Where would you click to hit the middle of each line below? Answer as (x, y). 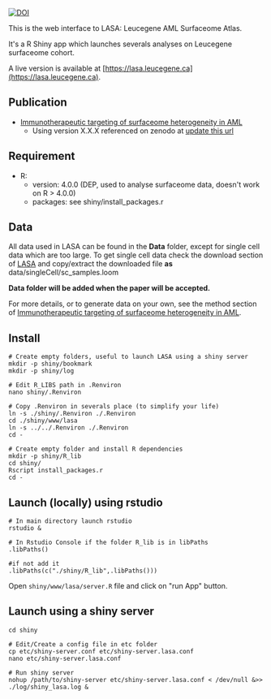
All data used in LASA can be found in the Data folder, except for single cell (134, 247)
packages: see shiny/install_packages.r (98, 201)
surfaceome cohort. (42, 52)
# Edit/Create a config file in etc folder (83, 644)
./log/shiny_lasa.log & (49, 687)
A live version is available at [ (57, 68)
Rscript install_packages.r (56, 471)
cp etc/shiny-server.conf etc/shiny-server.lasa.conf (101, 651)
